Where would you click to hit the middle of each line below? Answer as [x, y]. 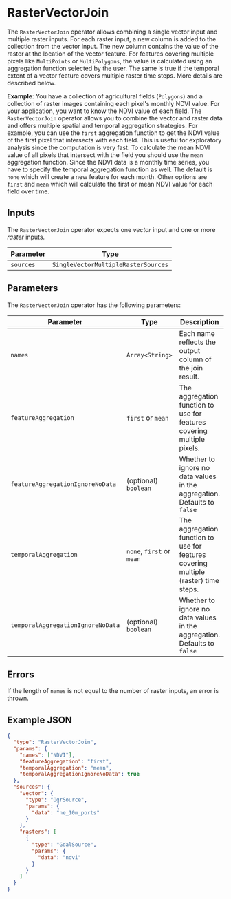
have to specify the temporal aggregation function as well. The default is [110, 169]
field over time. [29, 191]
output [190, 350]
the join [191, 368]
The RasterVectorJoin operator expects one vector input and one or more [111, 229]
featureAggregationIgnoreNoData [64, 484]
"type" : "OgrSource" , [56, 800]
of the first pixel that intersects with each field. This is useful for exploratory [114, 140]
